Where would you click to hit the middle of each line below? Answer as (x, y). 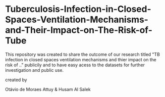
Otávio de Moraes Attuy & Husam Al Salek (48, 89)
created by (16, 80)
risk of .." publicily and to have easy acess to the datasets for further (75, 65)
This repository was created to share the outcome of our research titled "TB (82, 54)
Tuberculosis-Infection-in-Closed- (78, 9)
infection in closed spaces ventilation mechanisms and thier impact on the (81, 59)
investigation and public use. (34, 70)
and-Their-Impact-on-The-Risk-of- (79, 30)
